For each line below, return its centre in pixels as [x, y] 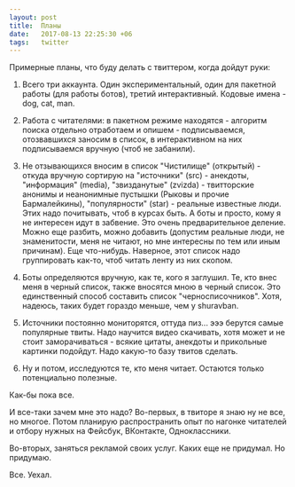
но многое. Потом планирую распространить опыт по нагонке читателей [148, 421]
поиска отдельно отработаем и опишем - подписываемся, [133, 130]
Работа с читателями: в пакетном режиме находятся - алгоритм [144, 121]
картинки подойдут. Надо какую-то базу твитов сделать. [130, 351]
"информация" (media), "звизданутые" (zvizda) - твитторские [138, 185]
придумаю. [30, 458]
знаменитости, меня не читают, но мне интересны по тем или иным [151, 241]
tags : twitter [39, 42]
